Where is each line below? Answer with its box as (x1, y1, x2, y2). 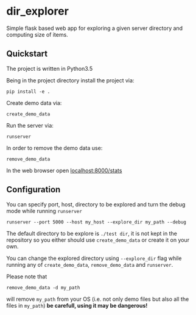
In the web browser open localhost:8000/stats (6, 167, 122, 174)
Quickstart (6, 49, 48, 59)
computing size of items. (6, 31, 68, 38)
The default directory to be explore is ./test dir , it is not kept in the (6, 230, 178, 237)
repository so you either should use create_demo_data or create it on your (6, 236, 190, 244)
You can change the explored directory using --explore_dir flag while (6, 255, 182, 262)
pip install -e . (6, 89, 51, 95)
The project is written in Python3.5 (6, 65, 93, 72)
